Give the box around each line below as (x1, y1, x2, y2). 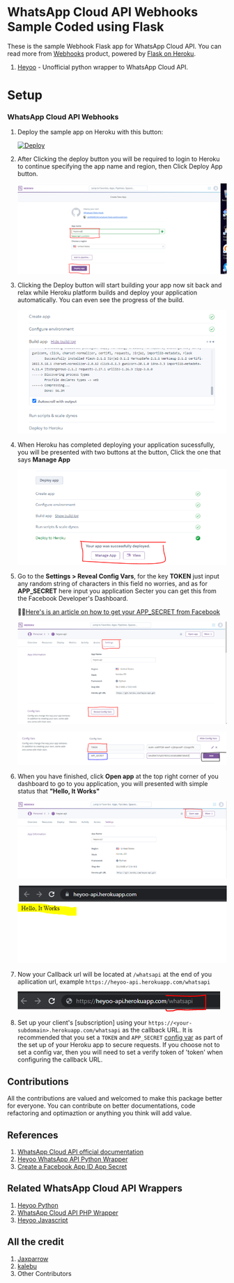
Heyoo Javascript (17, 1215, 68, 1224)
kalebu (17, 1261, 37, 1270)
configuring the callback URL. (17, 1055, 103, 1064)
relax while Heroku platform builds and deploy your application (17, 288, 197, 297)
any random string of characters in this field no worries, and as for (17, 579, 208, 588)
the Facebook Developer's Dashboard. (17, 595, 128, 603)
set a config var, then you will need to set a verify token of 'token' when (17, 1048, 223, 1057)
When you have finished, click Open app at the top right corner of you (17, 772, 219, 780)
